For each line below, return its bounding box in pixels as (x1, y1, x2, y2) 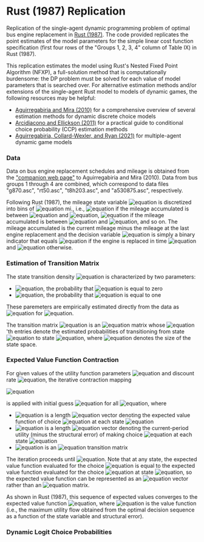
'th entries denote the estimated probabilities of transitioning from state (6, 327, 185, 335)
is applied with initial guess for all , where (6, 400, 167, 407)
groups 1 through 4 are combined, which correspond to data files (6, 181, 169, 188)
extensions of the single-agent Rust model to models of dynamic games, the (6, 88, 197, 95)
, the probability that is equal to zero (43, 285, 163, 292)
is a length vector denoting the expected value (44, 411, 191, 419)
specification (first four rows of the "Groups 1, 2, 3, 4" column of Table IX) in (6, 44, 197, 51)
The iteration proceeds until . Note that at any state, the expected (6, 455, 197, 463)
